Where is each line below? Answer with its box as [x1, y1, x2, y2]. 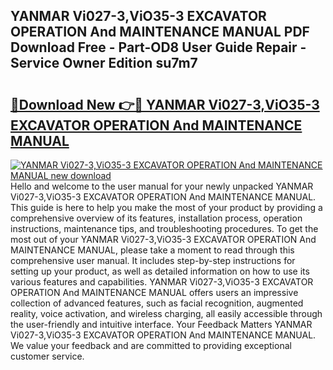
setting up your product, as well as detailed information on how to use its [10, 265, 310, 277]
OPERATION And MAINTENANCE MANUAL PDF [10, 24, 310, 41]
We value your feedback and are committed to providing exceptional [10, 340, 292, 351]
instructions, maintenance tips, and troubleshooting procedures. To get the [10, 223, 319, 234]
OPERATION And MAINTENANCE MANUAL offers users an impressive [10, 287, 299, 298]
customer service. [10, 350, 85, 362]
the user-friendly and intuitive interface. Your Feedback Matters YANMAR [10, 319, 313, 330]
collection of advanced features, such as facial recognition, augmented [10, 297, 304, 309]
